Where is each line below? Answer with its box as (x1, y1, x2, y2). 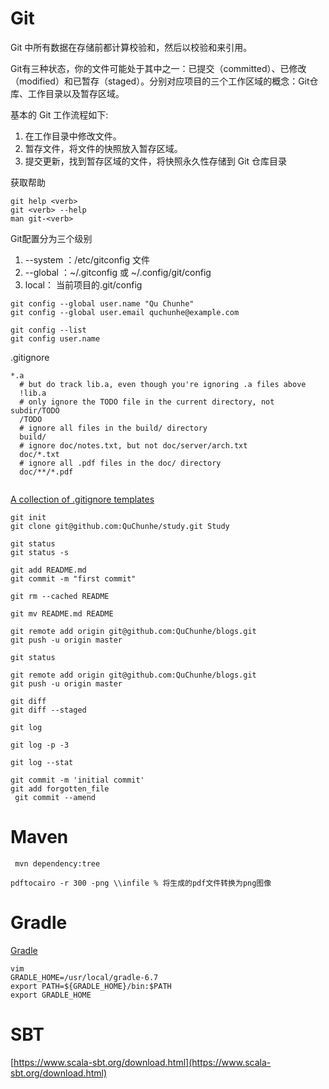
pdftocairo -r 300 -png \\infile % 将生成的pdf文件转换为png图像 (10, 878, 272, 888)
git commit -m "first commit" (10, 573, 137, 584)
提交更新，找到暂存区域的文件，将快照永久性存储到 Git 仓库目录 (24, 155, 288, 167)
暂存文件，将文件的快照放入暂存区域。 (24, 142, 183, 154)
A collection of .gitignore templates (10, 493, 155, 505)
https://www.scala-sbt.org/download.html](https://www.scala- (13, 1056, 272, 1068)
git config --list (10, 325, 87, 335)
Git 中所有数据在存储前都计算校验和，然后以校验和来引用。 (10, 41, 253, 53)
